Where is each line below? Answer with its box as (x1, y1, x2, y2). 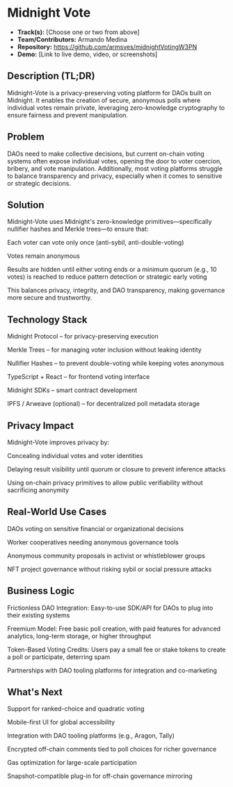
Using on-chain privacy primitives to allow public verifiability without (7, 478, 203, 487)
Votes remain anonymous (7, 252, 80, 260)
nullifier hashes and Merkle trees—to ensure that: (7, 225, 149, 234)
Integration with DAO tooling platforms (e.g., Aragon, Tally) (7, 731, 175, 740)
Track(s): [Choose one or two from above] (17, 28, 140, 36)
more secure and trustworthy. (7, 293, 93, 302)
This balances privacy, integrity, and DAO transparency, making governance (7, 286, 225, 295)
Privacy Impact (7, 419, 74, 432)
